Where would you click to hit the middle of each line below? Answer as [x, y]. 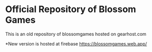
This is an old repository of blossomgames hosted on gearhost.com [76, 34]
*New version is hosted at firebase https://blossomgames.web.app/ [76, 43]
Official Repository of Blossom [71, 9]
